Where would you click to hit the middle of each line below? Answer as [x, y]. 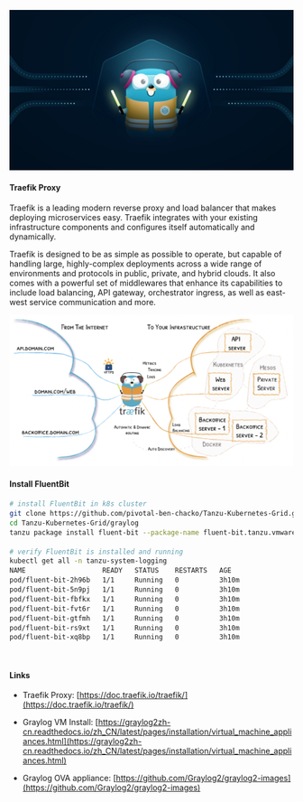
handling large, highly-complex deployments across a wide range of [136, 264]
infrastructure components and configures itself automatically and [132, 227]
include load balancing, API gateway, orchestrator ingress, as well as [137, 292]
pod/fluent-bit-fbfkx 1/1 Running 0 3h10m [125, 599]
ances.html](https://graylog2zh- [82, 741]
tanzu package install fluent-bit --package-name [105, 532]
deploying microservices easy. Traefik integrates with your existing [134, 217]
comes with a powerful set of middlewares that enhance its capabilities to [146, 283]
